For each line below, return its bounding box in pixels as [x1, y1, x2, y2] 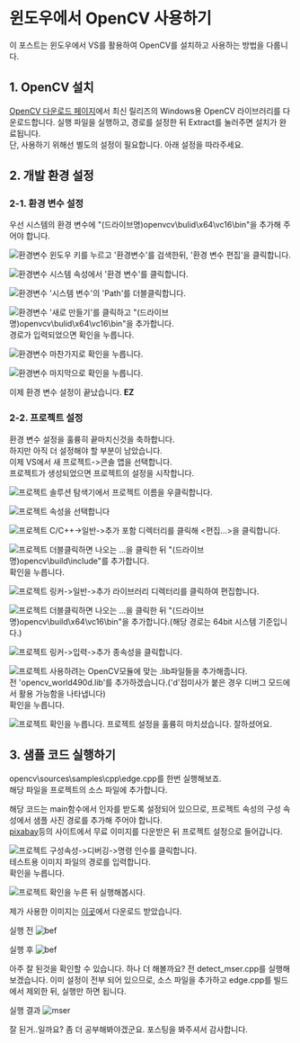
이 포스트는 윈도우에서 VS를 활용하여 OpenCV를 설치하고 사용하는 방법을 [9, 40, 265, 50]
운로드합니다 [9, 116, 54, 127]
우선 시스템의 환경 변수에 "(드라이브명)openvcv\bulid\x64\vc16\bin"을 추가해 [9, 220, 281, 230]
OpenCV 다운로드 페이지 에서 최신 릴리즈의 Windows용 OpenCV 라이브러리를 [9, 105, 281, 116]
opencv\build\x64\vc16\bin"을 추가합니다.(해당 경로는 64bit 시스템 [19, 616, 257, 626]
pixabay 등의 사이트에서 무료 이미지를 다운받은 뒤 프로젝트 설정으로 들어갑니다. [9, 825, 283, 837]
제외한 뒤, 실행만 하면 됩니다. [25, 985, 128, 996]
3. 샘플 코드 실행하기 [9, 748, 116, 763]
